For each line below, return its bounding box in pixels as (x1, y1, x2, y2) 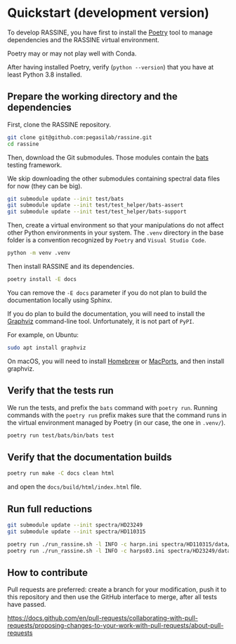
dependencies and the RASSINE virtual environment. (7, 35, 159, 44)
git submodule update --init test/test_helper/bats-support (7, 209, 188, 216)
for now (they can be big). (7, 181, 83, 190)
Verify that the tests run (7, 385, 114, 397)
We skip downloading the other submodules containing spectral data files (7, 174, 220, 183)
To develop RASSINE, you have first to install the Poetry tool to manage (7, 28, 213, 37)
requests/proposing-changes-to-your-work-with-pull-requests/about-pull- (7, 622, 224, 630)
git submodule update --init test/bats (7, 195, 124, 202)
